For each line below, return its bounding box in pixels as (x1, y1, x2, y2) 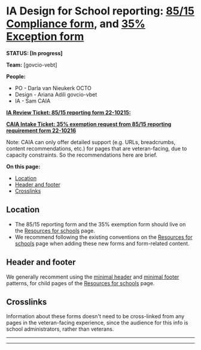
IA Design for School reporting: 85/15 (6, 4, 195, 18)
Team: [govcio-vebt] (6, 61, 57, 68)
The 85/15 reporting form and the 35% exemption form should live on (14, 220, 186, 228)
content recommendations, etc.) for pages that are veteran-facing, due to (6, 145, 187, 152)
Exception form (6, 30, 84, 43)
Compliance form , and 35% (6, 17, 145, 31)
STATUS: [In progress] (6, 49, 63, 56)
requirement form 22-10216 (6, 127, 77, 134)
